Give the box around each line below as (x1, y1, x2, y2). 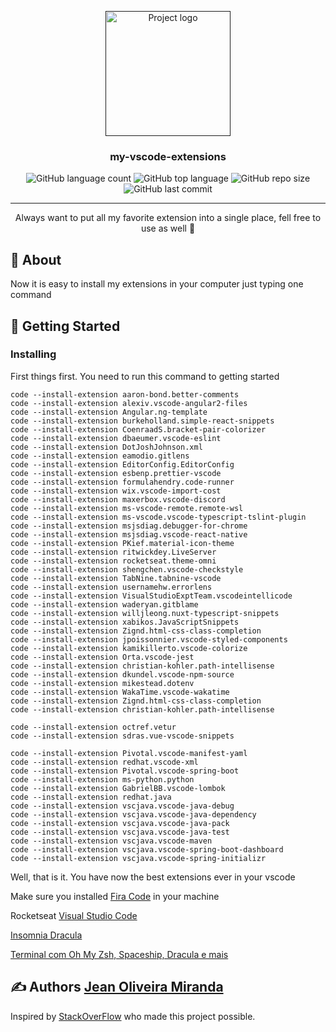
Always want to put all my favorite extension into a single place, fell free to (14, 212, 322, 224)
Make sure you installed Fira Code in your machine (10, 890, 220, 902)
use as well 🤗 (140, 222, 196, 235)
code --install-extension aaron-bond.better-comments (10, 389, 240, 400)
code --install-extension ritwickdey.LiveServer (10, 547, 217, 557)
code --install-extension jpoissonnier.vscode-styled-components (10, 634, 288, 645)
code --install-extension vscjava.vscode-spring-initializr (10, 853, 267, 863)
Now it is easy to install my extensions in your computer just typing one (10, 278, 304, 290)
